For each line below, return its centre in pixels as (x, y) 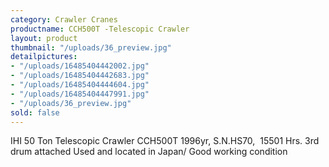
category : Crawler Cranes (64, 19)
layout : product (44, 38)
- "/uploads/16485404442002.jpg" (80, 66)
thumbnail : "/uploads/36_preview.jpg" (91, 47)
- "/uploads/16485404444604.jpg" (80, 85)
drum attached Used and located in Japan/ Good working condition (149, 152)
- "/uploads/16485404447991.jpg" (80, 94)
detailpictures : (44, 57)
